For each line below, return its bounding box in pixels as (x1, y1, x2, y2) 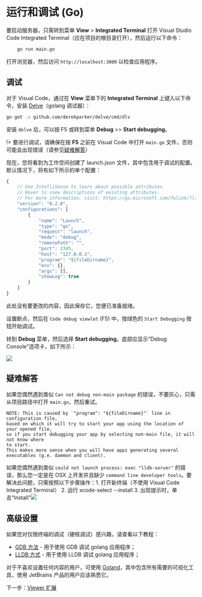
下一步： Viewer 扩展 (6, 584, 57, 591)
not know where (6, 437, 44, 443)
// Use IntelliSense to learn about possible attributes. (17, 184, 165, 190)
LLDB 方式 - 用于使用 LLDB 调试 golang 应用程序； (14, 551, 140, 558)
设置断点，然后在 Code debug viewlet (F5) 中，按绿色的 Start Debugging (6, 315, 185, 322)
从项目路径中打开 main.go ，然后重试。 (6, 398, 101, 405)
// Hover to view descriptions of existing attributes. (17, 189, 161, 196)
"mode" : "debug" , (38, 235, 82, 241)
